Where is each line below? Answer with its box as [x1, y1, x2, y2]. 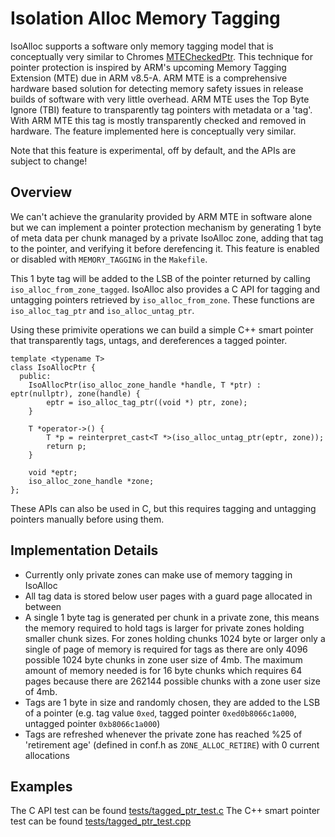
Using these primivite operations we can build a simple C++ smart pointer [10, 323, 314, 336]
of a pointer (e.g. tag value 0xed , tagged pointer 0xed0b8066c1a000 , [24, 707, 297, 719]
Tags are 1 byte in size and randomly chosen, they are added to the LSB [24, 696, 321, 708]
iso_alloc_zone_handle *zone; [28, 476, 155, 486]
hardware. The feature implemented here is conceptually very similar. [10, 125, 297, 137]
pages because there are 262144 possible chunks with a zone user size [24, 675, 321, 687]
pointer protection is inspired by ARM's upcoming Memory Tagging [10, 61, 287, 73]
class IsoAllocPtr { [10, 362, 97, 372]
